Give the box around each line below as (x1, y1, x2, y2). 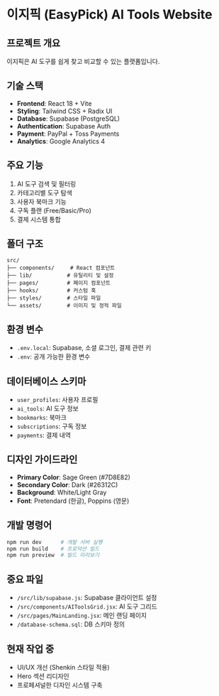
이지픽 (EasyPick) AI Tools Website (6, 6, 213, 23)
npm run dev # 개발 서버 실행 (6, 538, 103, 545)
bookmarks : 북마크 (16, 413, 67, 422)
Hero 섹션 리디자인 (16, 672, 69, 680)
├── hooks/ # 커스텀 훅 (6, 287, 96, 295)
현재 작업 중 (6, 643, 55, 655)
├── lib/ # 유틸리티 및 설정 (6, 272, 114, 279)
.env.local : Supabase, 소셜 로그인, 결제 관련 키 (16, 344, 152, 352)
